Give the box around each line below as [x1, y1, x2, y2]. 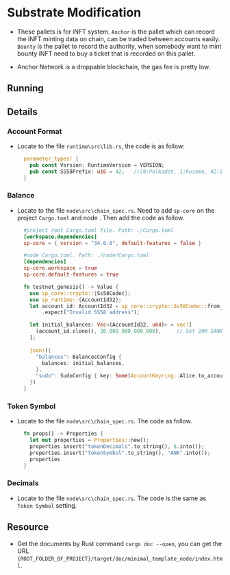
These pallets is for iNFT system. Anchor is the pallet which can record [16, 27, 216, 36]
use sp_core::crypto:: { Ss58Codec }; [29, 290, 131, 296]
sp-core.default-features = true [23, 271, 119, 279]
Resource [7, 521, 49, 533]
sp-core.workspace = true [23, 265, 97, 272]
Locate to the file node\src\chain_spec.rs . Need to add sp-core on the [16, 206, 215, 214]
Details [7, 106, 38, 117]
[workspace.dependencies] [23, 233, 97, 240]
